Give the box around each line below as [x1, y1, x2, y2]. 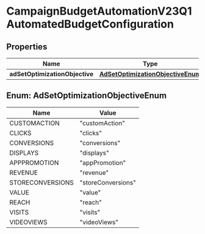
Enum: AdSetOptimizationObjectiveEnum [6, 90, 167, 101]
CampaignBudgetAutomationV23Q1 [6, 4, 192, 18]
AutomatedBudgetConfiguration [6, 17, 174, 31]
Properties [6, 41, 48, 52]
